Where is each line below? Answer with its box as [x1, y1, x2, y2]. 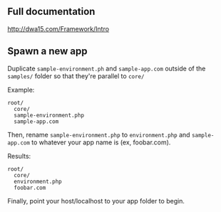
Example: [7, 85, 35, 94]
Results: [7, 152, 31, 160]
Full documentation [7, 6, 96, 18]
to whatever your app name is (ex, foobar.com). [31, 138, 171, 147]
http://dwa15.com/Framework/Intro [7, 24, 109, 33]
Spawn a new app [7, 46, 88, 58]
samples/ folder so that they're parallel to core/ [7, 71, 145, 80]
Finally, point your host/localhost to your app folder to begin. [7, 196, 185, 205]
